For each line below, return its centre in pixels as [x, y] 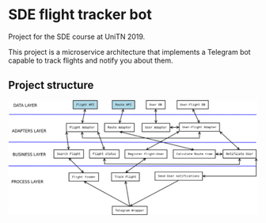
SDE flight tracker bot [80, 15]
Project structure [51, 85]
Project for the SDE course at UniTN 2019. [77, 37]
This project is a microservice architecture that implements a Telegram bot [129, 52]
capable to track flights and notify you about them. [91, 60]
